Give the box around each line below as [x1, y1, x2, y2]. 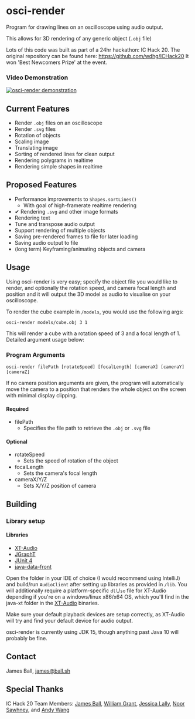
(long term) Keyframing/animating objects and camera [14, 245, 146, 252]
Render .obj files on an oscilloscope [14, 119, 102, 127]
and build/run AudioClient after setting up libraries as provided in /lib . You [6, 580, 187, 588]
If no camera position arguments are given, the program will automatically [6, 379, 184, 386]
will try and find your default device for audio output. [6, 617, 134, 624]
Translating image [14, 144, 59, 151]
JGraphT [14, 551, 36, 558]
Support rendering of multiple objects [14, 227, 105, 234]
